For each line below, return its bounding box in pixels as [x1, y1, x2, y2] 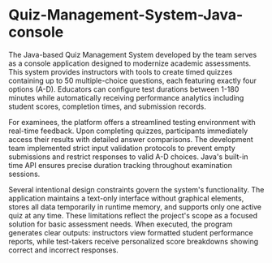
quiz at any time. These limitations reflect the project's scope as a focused [8, 210, 258, 220]
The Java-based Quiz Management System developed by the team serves [8, 50, 257, 59]
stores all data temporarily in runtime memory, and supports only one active [8, 201, 262, 212]
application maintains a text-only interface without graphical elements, [8, 193, 244, 203]
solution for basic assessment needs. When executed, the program [8, 219, 233, 229]
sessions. [8, 169, 41, 179]
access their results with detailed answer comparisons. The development [8, 134, 253, 144]
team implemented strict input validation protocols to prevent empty [8, 143, 235, 153]
